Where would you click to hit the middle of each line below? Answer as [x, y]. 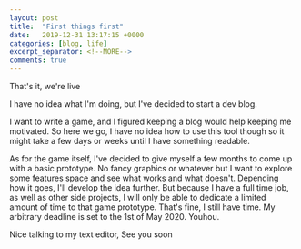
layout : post [34, 18]
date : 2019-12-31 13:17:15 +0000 [77, 35]
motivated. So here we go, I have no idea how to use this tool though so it [147, 131]
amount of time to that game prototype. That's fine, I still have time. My [142, 207]
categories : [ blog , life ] [58, 43]
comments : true [38, 60]
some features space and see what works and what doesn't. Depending [144, 178]
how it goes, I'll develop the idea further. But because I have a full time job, [149, 187]
